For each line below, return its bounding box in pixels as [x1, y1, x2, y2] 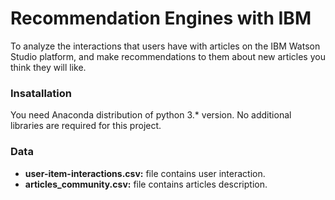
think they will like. [10, 61, 87, 73]
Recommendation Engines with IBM [10, 7, 312, 30]
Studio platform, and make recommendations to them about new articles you [10, 50, 326, 62]
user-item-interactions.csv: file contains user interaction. [24, 167, 266, 179]
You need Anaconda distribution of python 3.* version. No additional [10, 109, 292, 121]
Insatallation [10, 86, 73, 100]
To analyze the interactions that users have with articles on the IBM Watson [10, 40, 321, 52]
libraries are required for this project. [10, 120, 162, 132]
